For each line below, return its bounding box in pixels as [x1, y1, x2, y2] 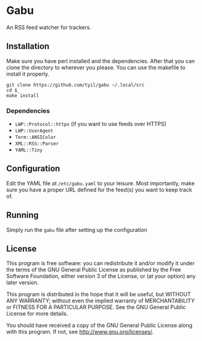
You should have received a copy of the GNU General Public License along [6, 322, 192, 329]
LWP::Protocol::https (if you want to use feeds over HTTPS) [15, 121, 166, 128]
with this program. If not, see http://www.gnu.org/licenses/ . [6, 328, 154, 336]
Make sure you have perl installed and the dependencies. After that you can [6, 57, 195, 64]
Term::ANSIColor [15, 134, 56, 141]
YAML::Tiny [15, 147, 43, 153]
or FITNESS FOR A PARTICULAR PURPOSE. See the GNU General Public [6, 303, 186, 311]
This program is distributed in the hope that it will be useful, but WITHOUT [6, 291, 191, 298]
